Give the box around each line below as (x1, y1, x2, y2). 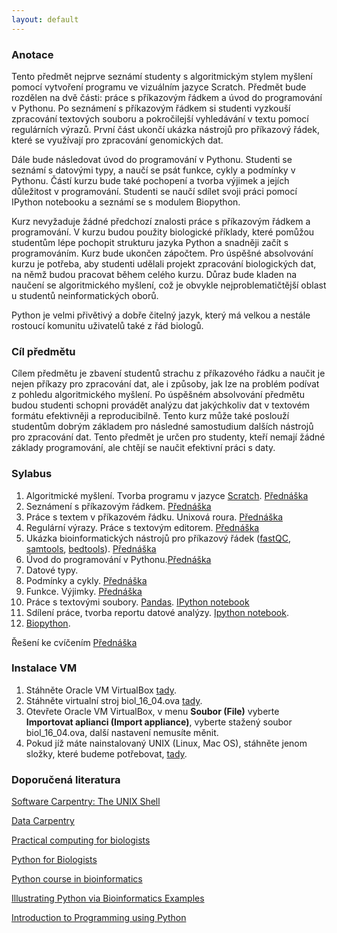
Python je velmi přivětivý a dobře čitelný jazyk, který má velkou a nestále (11, 309, 311, 321)
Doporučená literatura (11, 772, 121, 786)
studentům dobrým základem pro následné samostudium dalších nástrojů (11, 421, 314, 433)
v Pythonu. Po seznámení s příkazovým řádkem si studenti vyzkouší (11, 102, 291, 114)
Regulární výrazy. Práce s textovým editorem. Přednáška (25, 521, 260, 533)
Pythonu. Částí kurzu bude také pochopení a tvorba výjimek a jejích (11, 174, 290, 186)
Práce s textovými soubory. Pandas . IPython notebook (25, 596, 250, 608)
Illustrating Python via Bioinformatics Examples (11, 892, 205, 905)
